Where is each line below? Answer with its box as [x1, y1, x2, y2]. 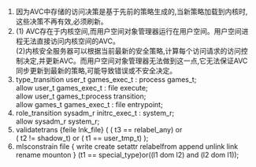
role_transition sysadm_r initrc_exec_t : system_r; [15, 109, 175, 117]
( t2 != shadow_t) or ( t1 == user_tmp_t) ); [15, 133, 149, 143]
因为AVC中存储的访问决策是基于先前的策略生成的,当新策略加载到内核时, [15, 7, 248, 16]
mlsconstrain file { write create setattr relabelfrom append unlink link [15, 142, 239, 151]
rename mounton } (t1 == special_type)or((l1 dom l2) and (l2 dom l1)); [15, 150, 239, 159]
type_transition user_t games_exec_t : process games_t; [15, 75, 197, 84]
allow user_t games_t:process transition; [15, 91, 147, 101]
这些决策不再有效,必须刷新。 [15, 17, 108, 26]
